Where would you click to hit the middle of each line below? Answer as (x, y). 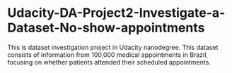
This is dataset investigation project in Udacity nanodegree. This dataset (113, 47)
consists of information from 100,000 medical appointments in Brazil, (108, 55)
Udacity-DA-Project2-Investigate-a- (116, 13)
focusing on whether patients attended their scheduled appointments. (109, 62)
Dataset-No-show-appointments (106, 28)
